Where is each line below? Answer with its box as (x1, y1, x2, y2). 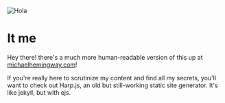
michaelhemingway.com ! (7, 60, 78, 69)
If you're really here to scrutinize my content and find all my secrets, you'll (7, 73, 217, 82)
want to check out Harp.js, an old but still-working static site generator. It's (7, 81, 218, 89)
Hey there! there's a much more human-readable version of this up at (7, 53, 203, 61)
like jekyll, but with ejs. (7, 88, 71, 96)
